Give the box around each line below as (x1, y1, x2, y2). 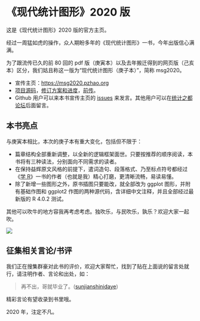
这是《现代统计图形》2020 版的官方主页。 (6, 26, 110, 33)
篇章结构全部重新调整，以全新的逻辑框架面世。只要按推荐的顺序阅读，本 (14, 150, 193, 158)
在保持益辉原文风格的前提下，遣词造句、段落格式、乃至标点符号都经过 (14, 165, 188, 172)
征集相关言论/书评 (6, 246, 73, 256)
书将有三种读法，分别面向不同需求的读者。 (14, 158, 120, 165)
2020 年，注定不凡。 (6, 308, 58, 315)
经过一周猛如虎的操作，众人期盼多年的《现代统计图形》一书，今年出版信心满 (6, 39, 195, 46)
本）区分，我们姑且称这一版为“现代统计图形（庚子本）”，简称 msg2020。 (6, 66, 185, 73)
